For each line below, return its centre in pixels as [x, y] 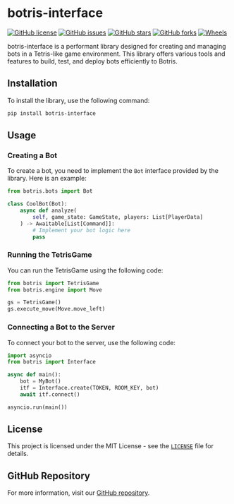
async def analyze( [49, 211]
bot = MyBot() [41, 382]
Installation [32, 84]
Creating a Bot [32, 155]
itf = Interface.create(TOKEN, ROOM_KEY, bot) [90, 388]
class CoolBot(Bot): [38, 204]
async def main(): [34, 375]
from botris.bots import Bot [50, 191]
